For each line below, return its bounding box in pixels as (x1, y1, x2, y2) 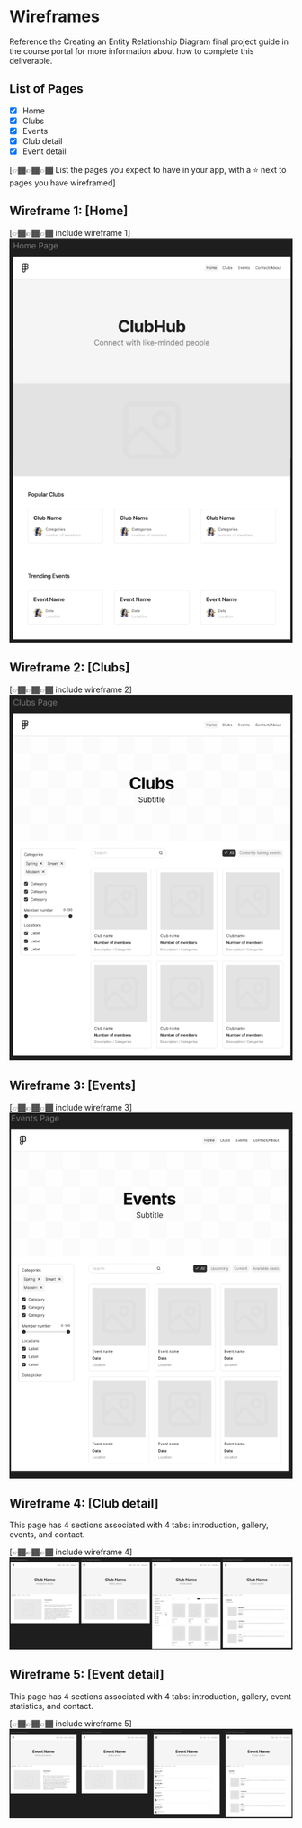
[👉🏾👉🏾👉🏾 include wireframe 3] (9, 1102, 133, 1112)
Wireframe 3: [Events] (9, 1078, 137, 1094)
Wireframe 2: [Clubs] (9, 660, 130, 676)
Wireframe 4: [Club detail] (9, 1496, 159, 1511)
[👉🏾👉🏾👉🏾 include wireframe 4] (9, 1546, 133, 1558)
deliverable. (9, 55, 53, 66)
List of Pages (9, 81, 84, 96)
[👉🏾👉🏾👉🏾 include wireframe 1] (9, 227, 131, 238)
